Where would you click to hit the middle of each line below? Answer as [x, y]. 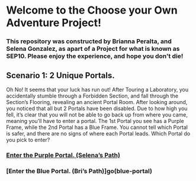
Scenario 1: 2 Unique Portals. [60, 75]
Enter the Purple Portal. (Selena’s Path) [63, 155]
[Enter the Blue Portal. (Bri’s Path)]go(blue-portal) [79, 171]
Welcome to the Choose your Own [92, 10]
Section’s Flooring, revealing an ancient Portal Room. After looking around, [97, 102]
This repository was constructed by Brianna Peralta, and [89, 41]
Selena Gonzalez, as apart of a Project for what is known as [93, 49]
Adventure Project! [54, 23]
